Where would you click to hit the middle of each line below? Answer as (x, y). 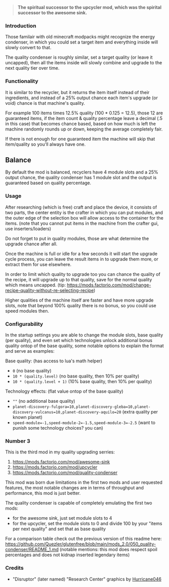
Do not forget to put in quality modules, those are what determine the (77, 238)
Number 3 (18, 441)
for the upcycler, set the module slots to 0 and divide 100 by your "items (87, 524)
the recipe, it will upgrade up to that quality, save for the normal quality (79, 279)
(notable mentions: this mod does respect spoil (108, 550)
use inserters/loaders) (28, 228)
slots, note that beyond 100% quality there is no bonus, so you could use (81, 305)
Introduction (21, 26)
